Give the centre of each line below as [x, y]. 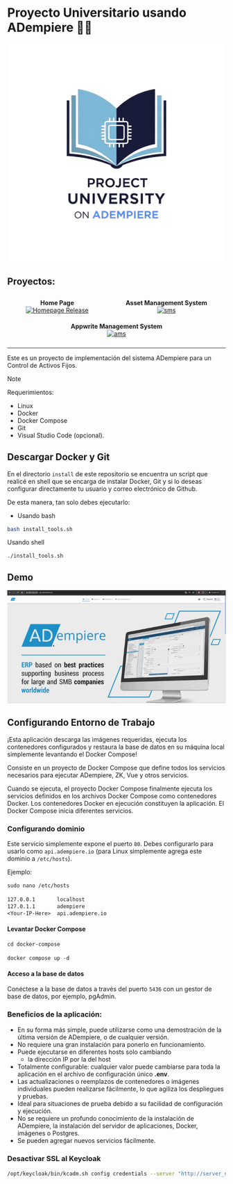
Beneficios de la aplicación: [55, 1014]
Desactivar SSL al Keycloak [54, 1158]
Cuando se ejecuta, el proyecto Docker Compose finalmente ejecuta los [110, 788]
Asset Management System [167, 302]
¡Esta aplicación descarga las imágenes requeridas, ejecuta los [97, 739]
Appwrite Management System [116, 326]
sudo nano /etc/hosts [38, 886]
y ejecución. [35, 1111]
